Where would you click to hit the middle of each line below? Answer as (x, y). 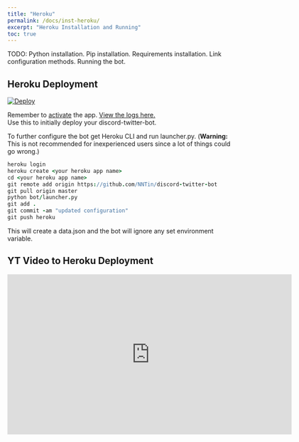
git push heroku (31, 218)
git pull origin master (43, 191)
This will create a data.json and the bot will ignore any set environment (111, 231)
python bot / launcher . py (43, 198)
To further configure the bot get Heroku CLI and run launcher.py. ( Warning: (118, 137)
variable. (20, 238)
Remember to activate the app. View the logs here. (82, 115)
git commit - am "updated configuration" (68, 211)
